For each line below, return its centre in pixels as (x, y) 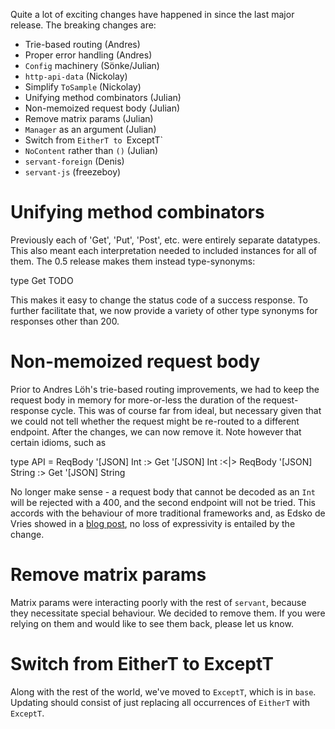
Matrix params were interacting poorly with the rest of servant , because (158, 602)
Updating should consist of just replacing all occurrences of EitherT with (160, 702)
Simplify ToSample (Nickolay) (83, 87)
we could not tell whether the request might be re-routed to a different (155, 421)
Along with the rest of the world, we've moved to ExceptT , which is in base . (163, 691)
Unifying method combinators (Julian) (103, 97)
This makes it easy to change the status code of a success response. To (159, 300)
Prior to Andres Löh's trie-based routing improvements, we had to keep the (165, 389)
